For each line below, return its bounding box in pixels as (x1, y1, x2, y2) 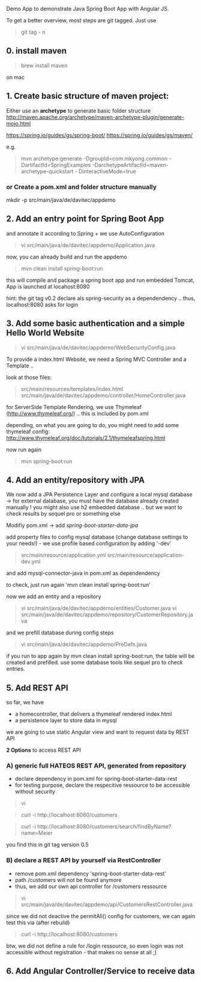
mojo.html (6, 120, 31, 127)
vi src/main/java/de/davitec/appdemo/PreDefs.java (20, 641, 147, 648)
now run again (6, 446, 42, 453)
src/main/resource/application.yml (20, 551, 106, 559)
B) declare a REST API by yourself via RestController (6, 856, 161, 865)
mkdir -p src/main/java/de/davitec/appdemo (6, 196, 116, 204)
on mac (6, 73, 25, 81)
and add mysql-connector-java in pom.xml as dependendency (6, 569, 160, 577)
